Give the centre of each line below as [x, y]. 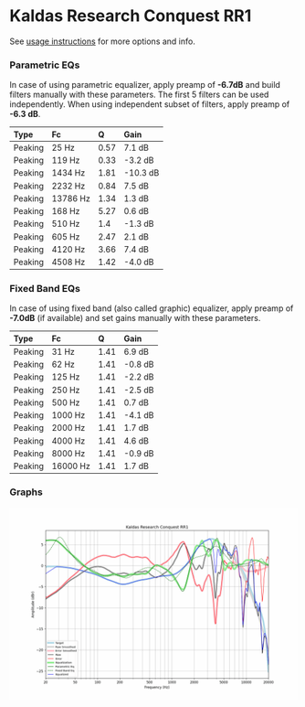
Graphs [26, 492]
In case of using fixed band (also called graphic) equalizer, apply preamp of [152, 308]
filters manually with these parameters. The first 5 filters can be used [139, 95]
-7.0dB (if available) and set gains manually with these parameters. [135, 318]
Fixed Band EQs [45, 288]
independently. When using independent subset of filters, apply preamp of [150, 104]
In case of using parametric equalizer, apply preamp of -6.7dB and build [145, 85]
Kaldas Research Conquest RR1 [131, 16]
